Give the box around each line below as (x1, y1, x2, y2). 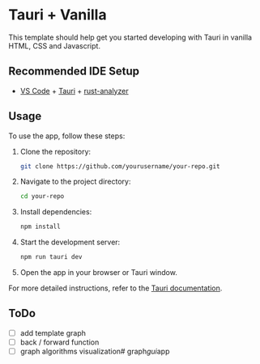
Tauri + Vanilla (8, 6, 107, 24)
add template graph (19, 328, 87, 337)
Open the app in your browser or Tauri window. (19, 268, 178, 277)
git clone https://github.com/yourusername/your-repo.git (19, 162, 220, 171)
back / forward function (19, 337, 100, 347)
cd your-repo (19, 193, 65, 201)
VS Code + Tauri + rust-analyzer (19, 86, 129, 95)
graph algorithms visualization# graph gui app (19, 346, 170, 356)
